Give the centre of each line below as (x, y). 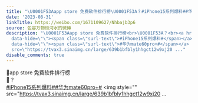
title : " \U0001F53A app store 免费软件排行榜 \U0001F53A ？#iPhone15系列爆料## (97, 11)
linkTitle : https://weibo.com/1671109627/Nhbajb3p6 (71, 22)
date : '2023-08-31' (30, 17)
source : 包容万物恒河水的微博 (39, 28)
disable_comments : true (35, 55)
